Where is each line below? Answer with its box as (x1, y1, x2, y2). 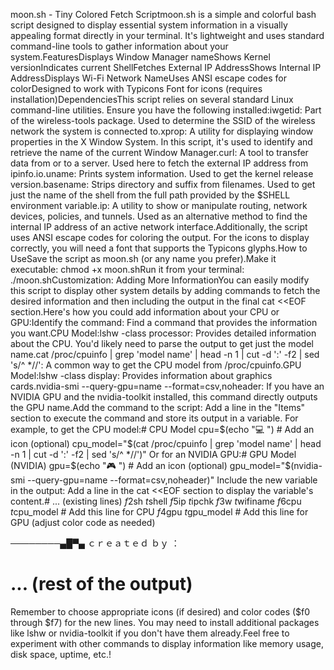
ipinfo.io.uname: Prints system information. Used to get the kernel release (10, 168, 314, 179)
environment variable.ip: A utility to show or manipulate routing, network (10, 200, 308, 211)
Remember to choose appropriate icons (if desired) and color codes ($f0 (10, 605, 311, 618)
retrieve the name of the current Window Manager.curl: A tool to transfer (10, 147, 309, 158)
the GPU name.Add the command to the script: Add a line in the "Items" (10, 402, 306, 413)
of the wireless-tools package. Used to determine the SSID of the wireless (10, 115, 316, 126)
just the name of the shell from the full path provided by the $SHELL (10, 189, 291, 201)
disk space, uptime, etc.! (10, 648, 112, 660)
